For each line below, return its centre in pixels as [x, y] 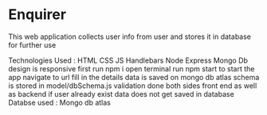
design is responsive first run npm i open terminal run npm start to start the [132, 68]
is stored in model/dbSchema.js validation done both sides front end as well [133, 86]
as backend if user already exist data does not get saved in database [122, 94]
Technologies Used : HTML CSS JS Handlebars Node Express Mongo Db [128, 60]
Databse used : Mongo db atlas [60, 102]
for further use [32, 44]
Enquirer [37, 15]
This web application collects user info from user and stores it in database [130, 36]
